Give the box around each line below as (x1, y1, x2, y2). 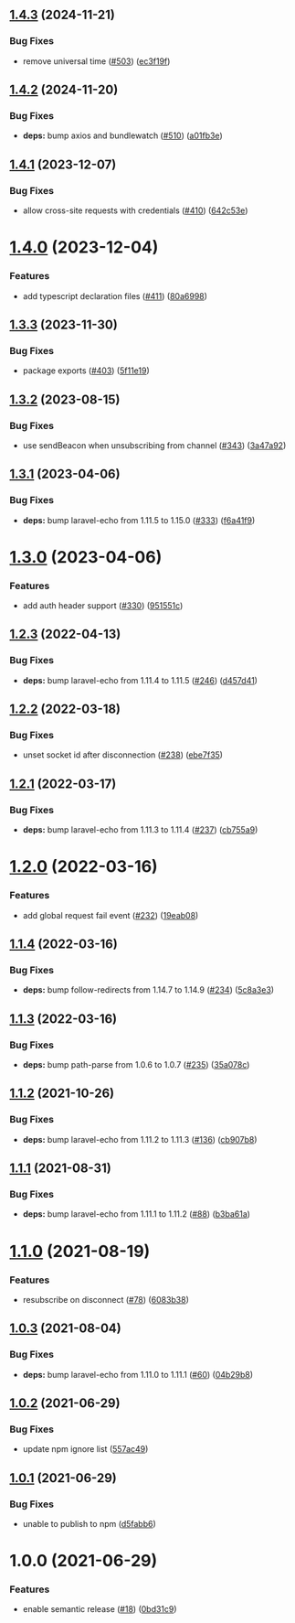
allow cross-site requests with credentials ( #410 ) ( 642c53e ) (22, 205, 248, 216)
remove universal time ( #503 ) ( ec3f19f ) (22, 55, 171, 67)
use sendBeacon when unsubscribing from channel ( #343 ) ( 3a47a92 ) (22, 439, 287, 451)
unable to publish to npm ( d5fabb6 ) (22, 1518, 157, 1529)
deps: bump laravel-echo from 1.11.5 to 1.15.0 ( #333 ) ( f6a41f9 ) (22, 514, 256, 525)
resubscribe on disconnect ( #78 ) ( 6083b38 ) (22, 1294, 190, 1305)
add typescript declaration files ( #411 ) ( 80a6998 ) (22, 290, 208, 301)
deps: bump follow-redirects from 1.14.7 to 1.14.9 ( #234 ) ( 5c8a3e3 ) (22, 984, 275, 995)
